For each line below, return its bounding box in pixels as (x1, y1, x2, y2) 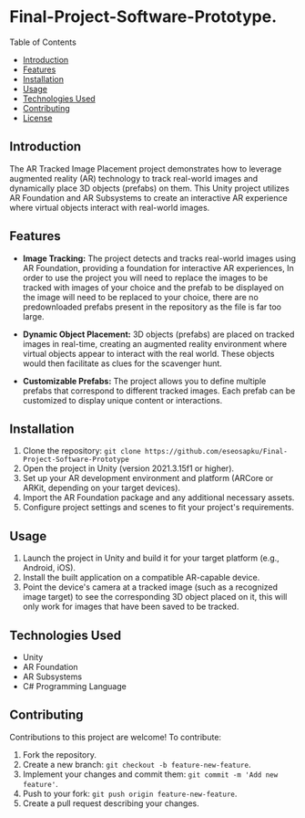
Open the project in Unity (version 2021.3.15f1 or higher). (22, 463, 235, 474)
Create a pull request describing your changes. (22, 797, 199, 809)
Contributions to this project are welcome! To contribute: (9, 731, 221, 742)
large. (22, 310, 45, 321)
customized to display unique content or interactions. (22, 394, 223, 405)
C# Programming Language (22, 681, 127, 691)
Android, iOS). (22, 562, 76, 573)
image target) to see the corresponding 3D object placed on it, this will (22, 592, 288, 603)
